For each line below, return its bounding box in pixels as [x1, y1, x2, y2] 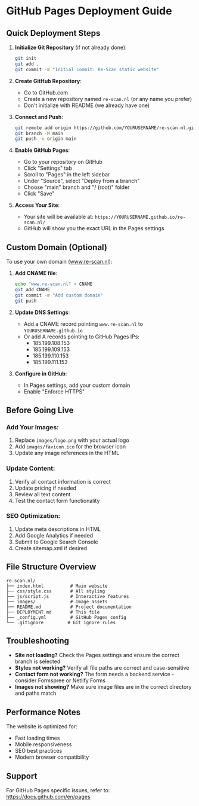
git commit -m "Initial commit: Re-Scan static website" [14, 66, 160, 72]
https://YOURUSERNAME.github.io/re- [94, 214, 186, 221]
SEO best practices [14, 747, 63, 755]
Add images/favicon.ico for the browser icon [14, 443, 126, 450]
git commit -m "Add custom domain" [14, 292, 104, 298]
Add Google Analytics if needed [14, 532, 94, 539]
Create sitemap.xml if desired [14, 544, 88, 551]
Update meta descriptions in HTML [14, 525, 101, 533]
